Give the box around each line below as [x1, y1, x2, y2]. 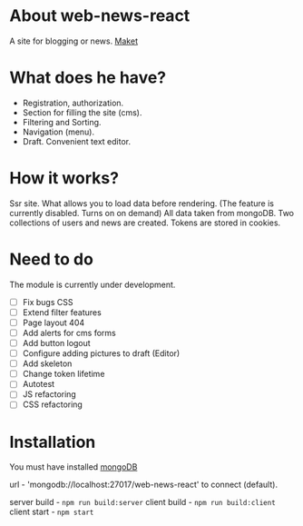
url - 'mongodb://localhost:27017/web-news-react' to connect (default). [9, 479, 279, 491]
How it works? [9, 168, 120, 189]
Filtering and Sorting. [22, 116, 102, 127]
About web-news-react [9, 5, 191, 26]
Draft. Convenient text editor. [22, 135, 132, 146]
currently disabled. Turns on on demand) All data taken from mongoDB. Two [9, 207, 295, 218]
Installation [9, 432, 96, 452]
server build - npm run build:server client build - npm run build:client [9, 497, 277, 508]
